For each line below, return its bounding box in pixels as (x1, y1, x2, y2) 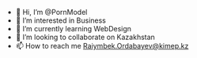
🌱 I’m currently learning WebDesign (15, 24, 132, 33)
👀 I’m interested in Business (15, 16, 107, 25)
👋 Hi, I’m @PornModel (15, 8, 88, 16)
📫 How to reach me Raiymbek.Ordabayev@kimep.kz (15, 42, 189, 50)
